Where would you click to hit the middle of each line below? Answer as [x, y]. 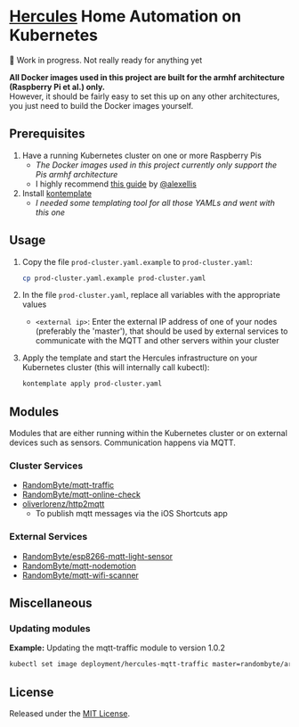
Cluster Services [46, 466]
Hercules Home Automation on [125, 17]
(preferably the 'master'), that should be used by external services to [162, 331]
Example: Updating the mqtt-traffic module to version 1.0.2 [117, 648]
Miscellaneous [51, 603]
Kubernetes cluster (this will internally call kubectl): [116, 368]
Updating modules [50, 629]
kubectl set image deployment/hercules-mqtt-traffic [109, 665]
